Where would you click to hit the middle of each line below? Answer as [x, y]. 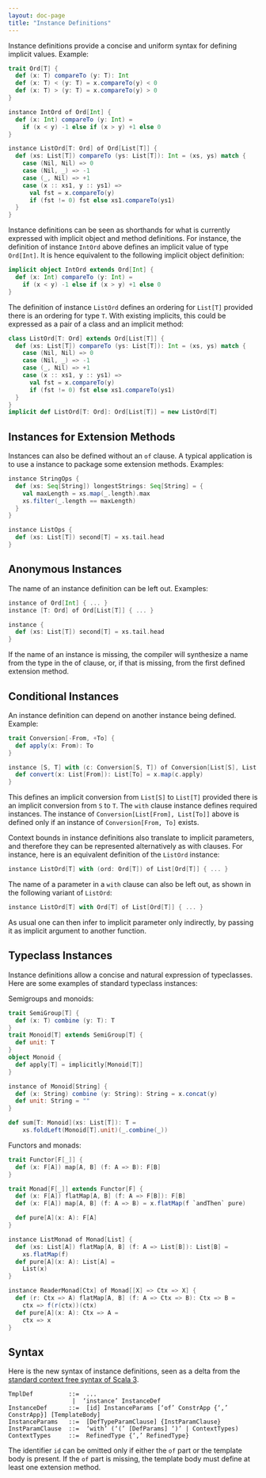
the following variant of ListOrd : [60, 893]
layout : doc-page [37, 15]
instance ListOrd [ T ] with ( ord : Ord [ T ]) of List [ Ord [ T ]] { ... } [118, 869]
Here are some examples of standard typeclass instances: [103, 983]
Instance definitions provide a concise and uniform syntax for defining [123, 45]
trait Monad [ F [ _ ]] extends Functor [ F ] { [76, 1189]
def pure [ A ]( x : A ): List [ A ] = [65, 1262]
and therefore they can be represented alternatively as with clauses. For [125, 846]
